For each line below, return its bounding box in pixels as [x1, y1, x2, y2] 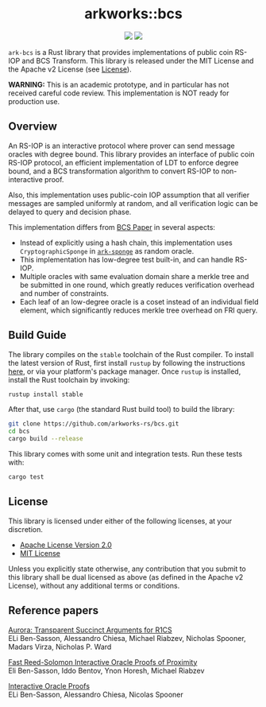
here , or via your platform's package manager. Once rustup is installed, [8, 367, 241, 376]
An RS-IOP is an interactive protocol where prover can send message [8, 141, 236, 150]
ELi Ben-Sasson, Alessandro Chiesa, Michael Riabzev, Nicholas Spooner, [8, 633, 246, 643]
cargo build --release [8, 435, 83, 443]
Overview [8, 120, 58, 134]
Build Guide [8, 328, 67, 342]
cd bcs [8, 427, 30, 436]
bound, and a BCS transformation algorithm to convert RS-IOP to [8, 166, 220, 176]
